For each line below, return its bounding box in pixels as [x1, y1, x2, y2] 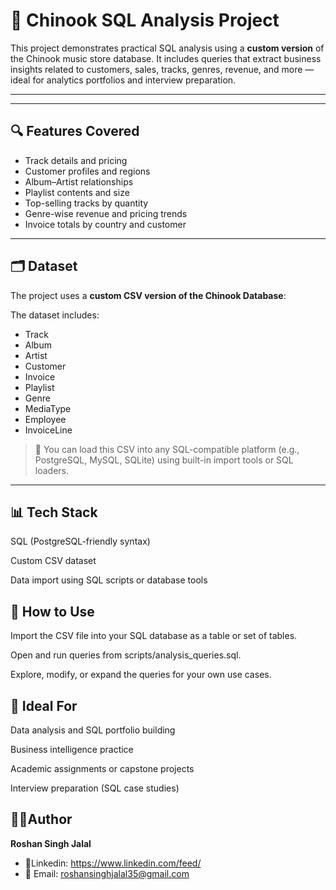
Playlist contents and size [24, 186, 130, 198]
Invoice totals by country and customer [24, 218, 187, 230]
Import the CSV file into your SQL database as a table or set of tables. [10, 630, 298, 642]
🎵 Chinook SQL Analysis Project [10, 9, 280, 32]
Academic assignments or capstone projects [10, 763, 195, 774]
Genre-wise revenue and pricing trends [24, 207, 188, 219]
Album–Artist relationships [24, 175, 134, 188]
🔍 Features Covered [10, 123, 140, 140]
